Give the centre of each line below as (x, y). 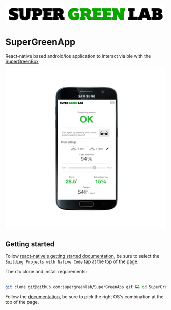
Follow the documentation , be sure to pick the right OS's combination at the (84, 297)
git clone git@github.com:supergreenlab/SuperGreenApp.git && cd (76, 287)
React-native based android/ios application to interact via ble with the (78, 56)
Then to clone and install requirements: (46, 272)
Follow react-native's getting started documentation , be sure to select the (82, 256)
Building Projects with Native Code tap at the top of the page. (72, 261)
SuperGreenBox (22, 62)
